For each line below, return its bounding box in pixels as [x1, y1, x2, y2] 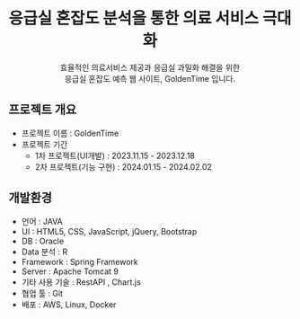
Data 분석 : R [21, 246, 68, 257]
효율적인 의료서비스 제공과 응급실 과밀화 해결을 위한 [60, 62, 240, 73]
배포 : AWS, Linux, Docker [21, 298, 117, 310]
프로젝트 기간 [21, 138, 68, 149]
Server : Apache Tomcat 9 [21, 266, 119, 277]
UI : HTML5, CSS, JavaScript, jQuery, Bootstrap [21, 226, 198, 236]
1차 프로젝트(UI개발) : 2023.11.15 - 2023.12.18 [34, 150, 195, 161]
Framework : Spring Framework [21, 256, 138, 267]
